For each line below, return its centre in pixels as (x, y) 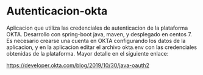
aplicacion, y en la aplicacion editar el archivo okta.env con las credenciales (101, 47)
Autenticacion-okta (57, 11)
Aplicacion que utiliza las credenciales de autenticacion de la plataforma (97, 28)
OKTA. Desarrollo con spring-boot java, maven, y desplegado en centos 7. (99, 34)
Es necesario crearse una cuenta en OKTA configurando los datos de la (96, 41)
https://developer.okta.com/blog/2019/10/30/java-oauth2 (78, 65)
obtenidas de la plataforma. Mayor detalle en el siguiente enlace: (87, 53)
